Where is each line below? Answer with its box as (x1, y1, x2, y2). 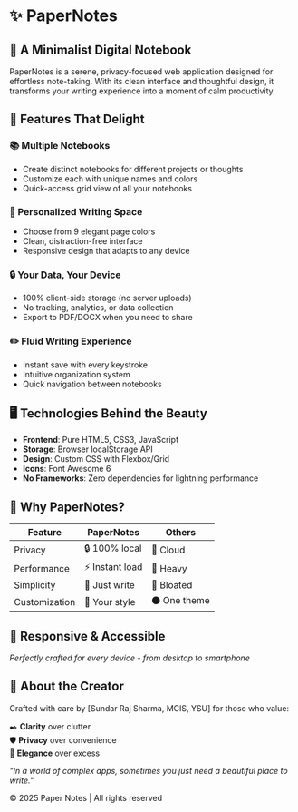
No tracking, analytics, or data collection (22, 302, 174, 313)
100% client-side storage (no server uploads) (22, 292, 192, 304)
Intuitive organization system (22, 368, 130, 379)
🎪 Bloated (150, 579, 193, 592)
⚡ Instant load (84, 561, 143, 573)
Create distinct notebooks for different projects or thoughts (22, 163, 244, 174)
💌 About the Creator (9, 679, 124, 694)
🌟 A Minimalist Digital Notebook (9, 42, 192, 57)
